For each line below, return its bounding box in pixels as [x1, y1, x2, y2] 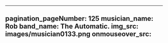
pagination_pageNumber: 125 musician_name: [5, 14, 153, 23]
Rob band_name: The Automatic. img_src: [5, 22, 138, 31]
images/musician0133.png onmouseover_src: [5, 30, 151, 39]
